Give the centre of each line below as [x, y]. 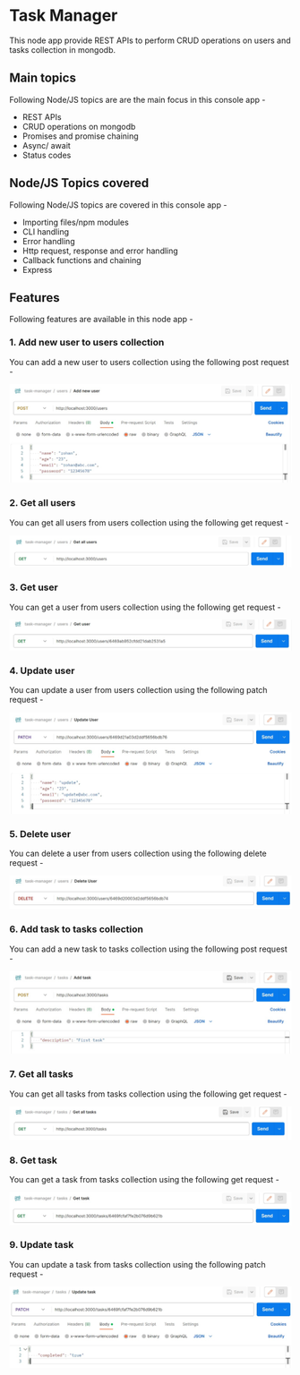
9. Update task [42, 1245]
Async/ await [47, 145]
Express [37, 269]
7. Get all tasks [41, 1074]
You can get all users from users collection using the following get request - [149, 522]
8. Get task [34, 1160]
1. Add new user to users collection [87, 343]
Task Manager [64, 16]
